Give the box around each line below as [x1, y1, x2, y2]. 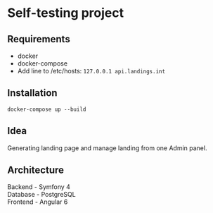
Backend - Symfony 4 [7, 183, 70, 191]
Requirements [7, 33, 70, 45]
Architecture [7, 164, 65, 176]
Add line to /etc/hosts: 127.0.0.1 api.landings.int [17, 67, 166, 75]
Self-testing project [7, 5, 124, 21]
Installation [7, 87, 58, 99]
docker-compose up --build [7, 106, 86, 113]
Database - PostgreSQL [7, 190, 76, 199]
